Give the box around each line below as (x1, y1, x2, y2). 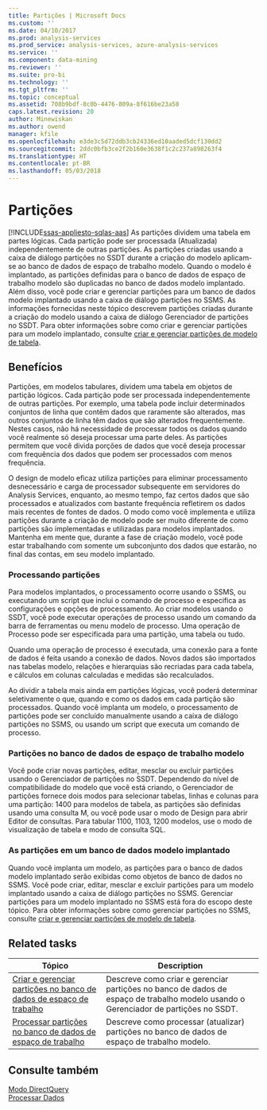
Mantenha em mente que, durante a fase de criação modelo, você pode (8, 532, 243, 542)
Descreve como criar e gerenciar (106, 974, 229, 985)
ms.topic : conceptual (8, 93, 80, 101)
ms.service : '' (8, 49, 59, 56)
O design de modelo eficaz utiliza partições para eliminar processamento (8, 473, 248, 482)
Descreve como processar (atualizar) (106, 1016, 245, 1027)
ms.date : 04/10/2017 (8, 26, 77, 34)
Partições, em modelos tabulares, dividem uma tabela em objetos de (8, 381, 233, 391)
